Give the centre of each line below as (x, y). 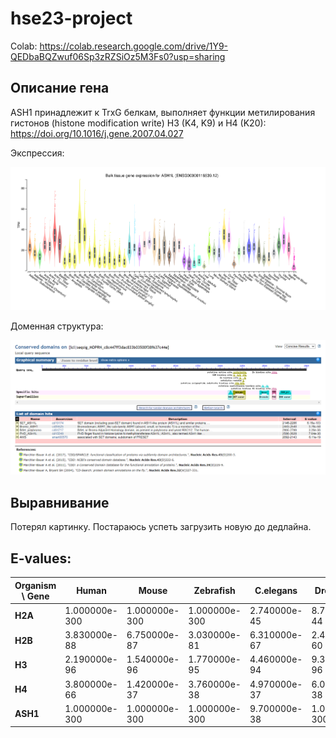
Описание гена (60, 88)
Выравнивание (60, 502)
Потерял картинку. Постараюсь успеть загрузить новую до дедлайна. (161, 527)
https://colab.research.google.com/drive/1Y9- (134, 46)
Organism (35, 585)
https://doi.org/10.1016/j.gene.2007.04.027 (97, 133)
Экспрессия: (37, 153)
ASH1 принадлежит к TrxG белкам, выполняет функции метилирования (163, 112)
